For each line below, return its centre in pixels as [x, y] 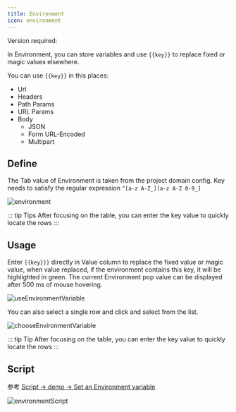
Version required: [32, 40]
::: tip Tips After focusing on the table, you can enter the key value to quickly [118, 215]
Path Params [36, 104]
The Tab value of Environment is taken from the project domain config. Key [116, 181]
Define [22, 163]
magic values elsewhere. [43, 61]
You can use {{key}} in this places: [58, 75]
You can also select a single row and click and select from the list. [103, 312]
